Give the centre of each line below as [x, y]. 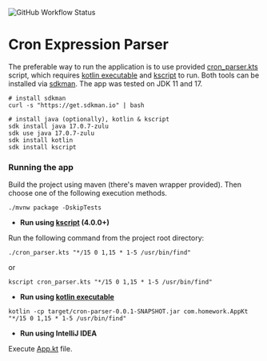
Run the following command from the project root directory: [106, 238]
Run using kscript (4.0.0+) [65, 223]
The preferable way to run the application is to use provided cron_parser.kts [133, 66]
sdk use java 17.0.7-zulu [51, 133]
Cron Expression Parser [89, 45]
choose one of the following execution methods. [88, 193]
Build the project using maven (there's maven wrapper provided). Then [125, 184]
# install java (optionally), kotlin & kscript [89, 119]
